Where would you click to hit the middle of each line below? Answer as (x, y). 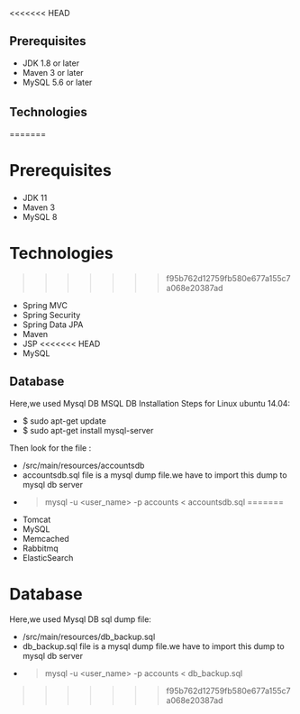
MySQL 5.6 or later (57, 82)
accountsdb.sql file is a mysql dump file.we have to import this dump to (155, 475)
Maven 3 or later (53, 72)
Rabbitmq (40, 548)
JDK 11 (35, 197)
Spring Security (51, 315)
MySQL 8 (40, 216)
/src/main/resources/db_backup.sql (89, 636)
